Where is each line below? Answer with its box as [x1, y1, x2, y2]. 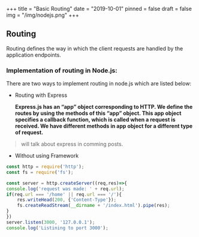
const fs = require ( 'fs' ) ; [6, 169, 74, 175]
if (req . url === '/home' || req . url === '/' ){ [6, 191, 122, 197]
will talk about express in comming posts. [20, 141, 123, 148]
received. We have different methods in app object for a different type [14, 123, 193, 130]
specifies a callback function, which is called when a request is [14, 116, 176, 123]
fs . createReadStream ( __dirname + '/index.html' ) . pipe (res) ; [17, 203, 170, 209]
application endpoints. [6, 51, 61, 58]
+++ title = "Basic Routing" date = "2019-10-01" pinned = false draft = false [6, 5, 192, 12]
